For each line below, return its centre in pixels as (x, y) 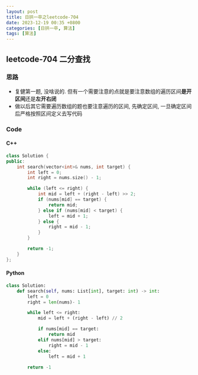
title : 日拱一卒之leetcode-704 (42, 17)
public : (16, 161)
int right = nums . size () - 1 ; (64, 178)
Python (15, 273)
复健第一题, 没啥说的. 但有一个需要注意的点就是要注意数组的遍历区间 (98, 91)
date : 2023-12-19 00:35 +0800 (43, 22)
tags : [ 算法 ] (21, 34)
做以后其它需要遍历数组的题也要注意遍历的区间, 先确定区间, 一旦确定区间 (103, 106)
